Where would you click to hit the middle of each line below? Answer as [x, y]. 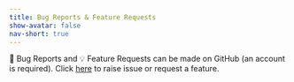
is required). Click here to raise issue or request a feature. [114, 69]
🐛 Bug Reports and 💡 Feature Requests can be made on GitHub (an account [147, 59]
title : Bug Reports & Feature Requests [83, 17]
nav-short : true [39, 34]
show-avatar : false [45, 26]
